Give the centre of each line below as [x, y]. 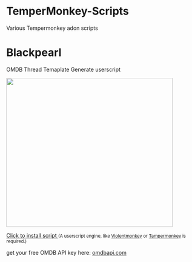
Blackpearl [34, 53]
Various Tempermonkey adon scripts [52, 28]
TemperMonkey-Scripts [68, 11]
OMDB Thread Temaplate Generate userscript [64, 69]
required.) [17, 241]
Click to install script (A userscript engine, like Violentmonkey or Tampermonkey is [96, 235]
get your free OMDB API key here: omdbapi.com [67, 252]
